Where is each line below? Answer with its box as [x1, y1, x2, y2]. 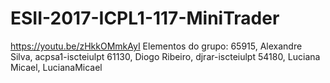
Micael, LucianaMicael [10, 61, 103, 73]
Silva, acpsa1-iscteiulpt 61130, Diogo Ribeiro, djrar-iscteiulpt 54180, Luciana [10, 50, 321, 62]
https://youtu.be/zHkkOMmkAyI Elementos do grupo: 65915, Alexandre [10, 40, 303, 52]
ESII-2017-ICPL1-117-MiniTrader [10, 7, 280, 30]
